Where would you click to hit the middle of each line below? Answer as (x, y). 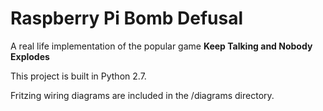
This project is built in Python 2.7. (78, 76)
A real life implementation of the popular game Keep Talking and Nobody (161, 46)
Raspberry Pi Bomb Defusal (126, 18)
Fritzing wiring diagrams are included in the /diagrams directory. (142, 95)
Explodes (30, 56)
